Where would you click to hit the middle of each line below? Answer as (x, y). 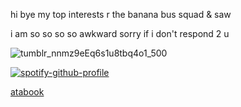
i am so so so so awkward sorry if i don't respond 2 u (120, 33)
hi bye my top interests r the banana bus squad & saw (121, 14)
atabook (27, 92)
